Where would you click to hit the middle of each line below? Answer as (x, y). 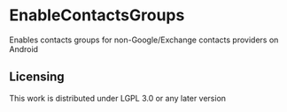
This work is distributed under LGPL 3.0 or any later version (118, 98)
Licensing (37, 77)
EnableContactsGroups (97, 15)
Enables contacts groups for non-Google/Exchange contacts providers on (144, 40)
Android (23, 49)
